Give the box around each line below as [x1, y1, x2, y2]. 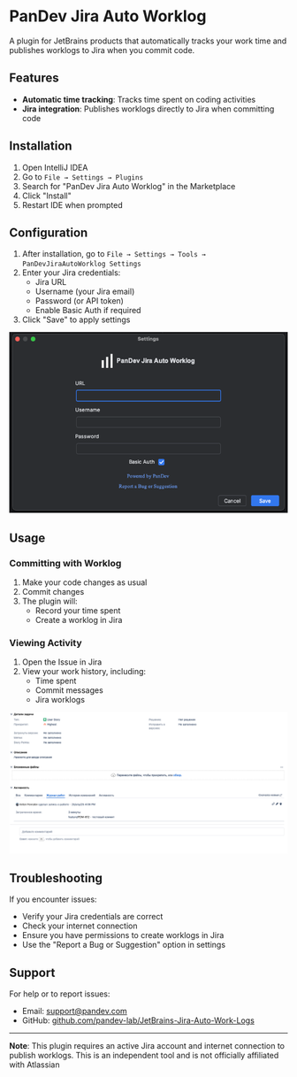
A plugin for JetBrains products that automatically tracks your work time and [9, 35, 287, 46]
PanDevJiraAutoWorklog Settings [21, 259, 141, 269]
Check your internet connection [21, 920, 138, 931]
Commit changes [21, 586, 85, 596]
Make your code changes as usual [21, 577, 148, 588]
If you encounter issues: [9, 894, 97, 904]
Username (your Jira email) [34, 286, 135, 297]
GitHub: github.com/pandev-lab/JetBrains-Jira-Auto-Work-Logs [21, 1015, 255, 1026]
